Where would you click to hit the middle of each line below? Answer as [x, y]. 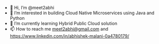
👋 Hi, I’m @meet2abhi [32, 8]
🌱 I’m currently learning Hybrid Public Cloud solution [64, 23]
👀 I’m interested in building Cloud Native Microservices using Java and [82, 13]
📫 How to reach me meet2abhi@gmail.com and [59, 29]
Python [17, 18]
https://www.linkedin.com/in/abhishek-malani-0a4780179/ [70, 36]
